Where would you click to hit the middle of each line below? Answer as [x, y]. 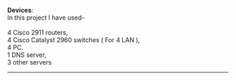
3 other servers [29, 62]
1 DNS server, [27, 55]
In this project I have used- [46, 18]
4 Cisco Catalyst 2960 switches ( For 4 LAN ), [74, 40]
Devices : [20, 10]
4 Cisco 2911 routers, [38, 32]
